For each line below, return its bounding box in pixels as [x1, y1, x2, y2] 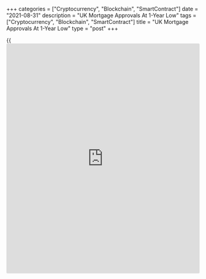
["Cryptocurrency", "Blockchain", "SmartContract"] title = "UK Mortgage [6, 18, 189, 25]
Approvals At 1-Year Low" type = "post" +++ [6, 25, 118, 32]
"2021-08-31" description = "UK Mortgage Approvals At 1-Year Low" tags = [6, 12, 197, 19]
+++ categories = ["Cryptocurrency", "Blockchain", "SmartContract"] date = [6, 6, 199, 12]
